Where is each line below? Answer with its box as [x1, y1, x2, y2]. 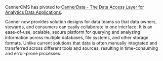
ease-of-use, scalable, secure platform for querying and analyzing [5, 29, 141, 35]
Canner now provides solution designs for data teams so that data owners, [5, 19, 157, 24]
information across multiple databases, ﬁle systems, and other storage [5, 35, 149, 41]
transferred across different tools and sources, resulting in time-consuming [5, 45, 158, 51]
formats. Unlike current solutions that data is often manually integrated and [5, 40, 158, 46]
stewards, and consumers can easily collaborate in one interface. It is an [5, 24, 153, 30]
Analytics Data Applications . [5, 9, 63, 15]
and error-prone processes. [5, 51, 62, 56]
